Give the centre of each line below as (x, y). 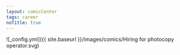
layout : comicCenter (32, 12)
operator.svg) (23, 46)
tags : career (22, 17)
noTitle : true (24, 22)
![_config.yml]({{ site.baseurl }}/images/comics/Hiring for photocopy (90, 40)
